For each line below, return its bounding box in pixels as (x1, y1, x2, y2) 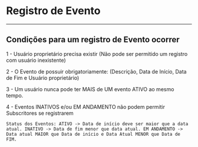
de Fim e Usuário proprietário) (6, 74, 80, 81)
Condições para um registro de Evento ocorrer (6, 35, 180, 45)
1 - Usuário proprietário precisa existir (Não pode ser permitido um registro (6, 50, 188, 57)
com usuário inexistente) (6, 56, 66, 64)
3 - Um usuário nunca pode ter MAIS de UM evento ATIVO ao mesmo (6, 85, 174, 92)
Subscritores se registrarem (6, 109, 74, 116)
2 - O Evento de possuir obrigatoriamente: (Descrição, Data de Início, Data (6, 68, 187, 75)
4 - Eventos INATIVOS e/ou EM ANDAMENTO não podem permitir (6, 103, 166, 110)
